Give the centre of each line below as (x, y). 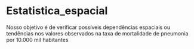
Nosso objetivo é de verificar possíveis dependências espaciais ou (88, 27)
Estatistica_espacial (57, 11)
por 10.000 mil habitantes (37, 40)
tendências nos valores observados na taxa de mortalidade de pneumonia (97, 33)
